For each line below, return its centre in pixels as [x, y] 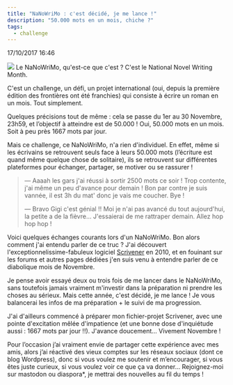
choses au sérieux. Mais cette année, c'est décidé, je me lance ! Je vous [111, 295]
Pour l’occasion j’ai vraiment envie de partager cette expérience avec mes [113, 345]
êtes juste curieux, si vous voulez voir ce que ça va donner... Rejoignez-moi [115, 367]
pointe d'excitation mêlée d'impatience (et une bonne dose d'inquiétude [110, 324]
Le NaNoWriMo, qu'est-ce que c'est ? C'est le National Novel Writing [114, 68]
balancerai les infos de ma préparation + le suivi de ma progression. [104, 303]
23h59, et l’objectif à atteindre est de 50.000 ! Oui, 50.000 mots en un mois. [116, 124]
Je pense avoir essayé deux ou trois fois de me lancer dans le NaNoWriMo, [115, 280]
